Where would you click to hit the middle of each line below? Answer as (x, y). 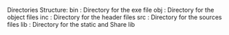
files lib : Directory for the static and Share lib (71, 24)
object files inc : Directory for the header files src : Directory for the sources (115, 17)
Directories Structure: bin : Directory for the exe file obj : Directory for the (111, 10)
